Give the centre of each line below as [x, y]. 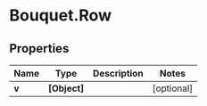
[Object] [66, 88]
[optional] [173, 88]
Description [118, 73]
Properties [39, 49]
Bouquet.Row [61, 16]
